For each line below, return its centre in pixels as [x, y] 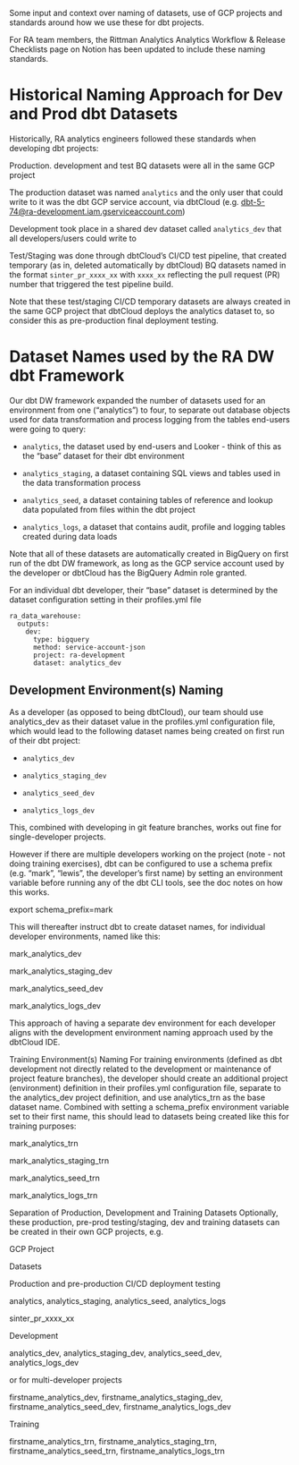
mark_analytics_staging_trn [59, 1160]
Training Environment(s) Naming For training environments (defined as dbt [146, 1059]
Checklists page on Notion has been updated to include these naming [137, 49]
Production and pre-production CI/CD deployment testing [115, 1283]
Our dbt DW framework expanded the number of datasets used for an [137, 400]
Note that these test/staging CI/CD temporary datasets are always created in [150, 301]
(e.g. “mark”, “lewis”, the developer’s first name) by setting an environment [146, 873]
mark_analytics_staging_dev [61, 971]
